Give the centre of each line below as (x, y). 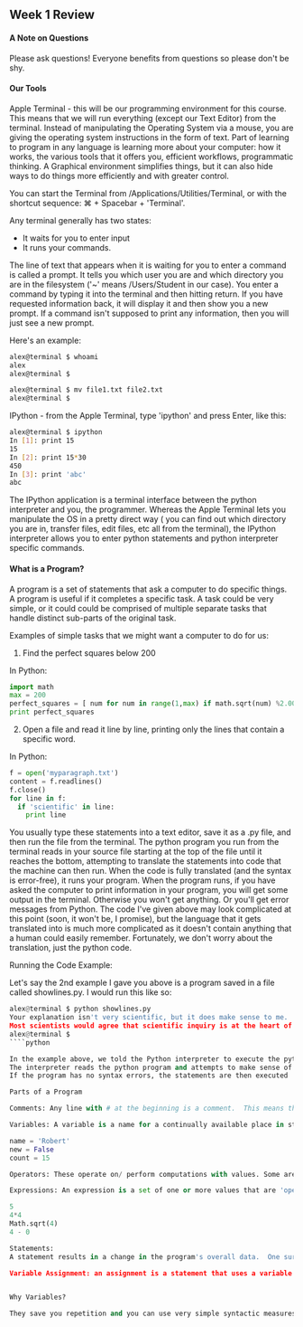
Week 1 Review (52, 15)
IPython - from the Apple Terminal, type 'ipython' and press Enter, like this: (148, 416)
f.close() (28, 790)
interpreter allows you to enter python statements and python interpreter (144, 538)
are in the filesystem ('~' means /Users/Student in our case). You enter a (144, 284)
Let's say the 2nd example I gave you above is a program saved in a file (142, 983)
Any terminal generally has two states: (80, 220)
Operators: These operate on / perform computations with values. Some (145, 1174)
